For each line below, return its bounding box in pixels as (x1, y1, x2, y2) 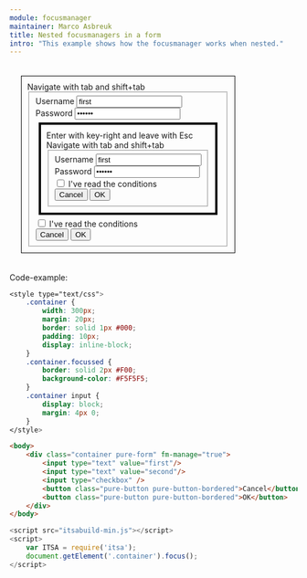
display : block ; (42, 399, 104, 409)
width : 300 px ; (42, 307, 96, 316)
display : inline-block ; (42, 340, 132, 350)
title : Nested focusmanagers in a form (9, 30, 162, 39)
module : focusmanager (9, 13, 92, 23)
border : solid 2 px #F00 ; (42, 366, 137, 375)
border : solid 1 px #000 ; (42, 323, 137, 333)
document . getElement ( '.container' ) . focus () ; (26, 552, 198, 561)
